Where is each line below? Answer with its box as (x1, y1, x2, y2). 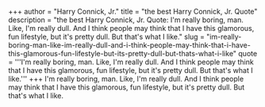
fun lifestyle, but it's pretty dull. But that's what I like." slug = (8, 32, 205, 41)
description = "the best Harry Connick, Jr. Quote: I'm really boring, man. (8, 15, 244, 25)
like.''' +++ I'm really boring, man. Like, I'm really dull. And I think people (8, 75, 244, 83)
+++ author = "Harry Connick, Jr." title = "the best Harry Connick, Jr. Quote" (8, 7, 258, 16)
